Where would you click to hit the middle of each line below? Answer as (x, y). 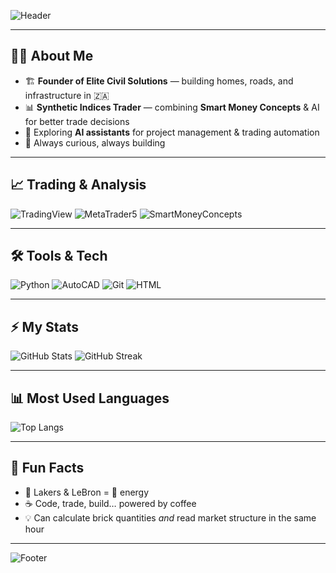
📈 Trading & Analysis (78, 185)
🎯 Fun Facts (47, 468)
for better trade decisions (77, 121)
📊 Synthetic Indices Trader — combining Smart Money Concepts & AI (172, 107)
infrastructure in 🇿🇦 (67, 95)
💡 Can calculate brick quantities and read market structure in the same (170, 517)
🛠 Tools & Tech (59, 256)
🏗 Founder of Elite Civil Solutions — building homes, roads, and (159, 81)
